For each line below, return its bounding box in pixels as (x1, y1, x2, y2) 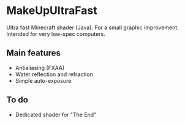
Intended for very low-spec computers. (6, 30, 105, 37)
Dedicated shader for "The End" (15, 111, 97, 118)
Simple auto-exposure (15, 77, 72, 84)
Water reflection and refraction (15, 71, 93, 78)
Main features (6, 48, 61, 58)
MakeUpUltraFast (6, 4, 97, 18)
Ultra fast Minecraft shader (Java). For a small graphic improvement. (6, 24, 179, 31)
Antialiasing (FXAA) (15, 64, 65, 71)
